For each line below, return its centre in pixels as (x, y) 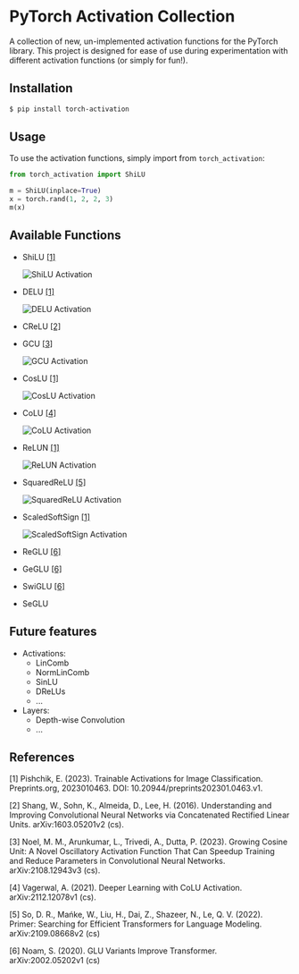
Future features (53, 632)
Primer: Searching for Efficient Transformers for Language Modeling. (136, 924)
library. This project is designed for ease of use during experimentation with (149, 50)
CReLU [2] (42, 326)
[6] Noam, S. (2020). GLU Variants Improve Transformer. (113, 951)
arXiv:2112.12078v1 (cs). (53, 897)
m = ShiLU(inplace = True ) (55, 191)
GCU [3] (37, 343)
